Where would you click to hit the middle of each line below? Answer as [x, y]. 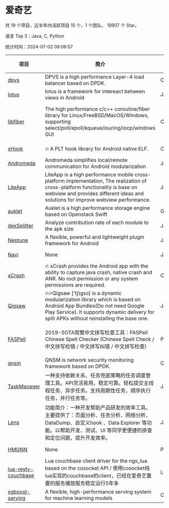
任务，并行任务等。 [68, 398]
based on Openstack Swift [76, 214]
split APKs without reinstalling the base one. [97, 318]
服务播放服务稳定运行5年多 [87, 483]
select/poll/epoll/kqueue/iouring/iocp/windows [100, 128]
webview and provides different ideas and [95, 193]
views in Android [65, 97]
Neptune [18, 240]
